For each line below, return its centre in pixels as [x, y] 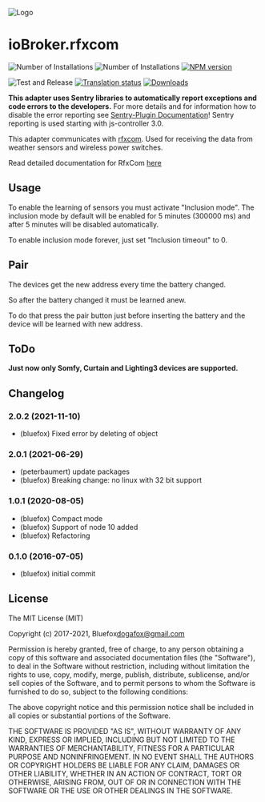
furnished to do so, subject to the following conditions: [98, 692]
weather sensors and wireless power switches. [86, 147]
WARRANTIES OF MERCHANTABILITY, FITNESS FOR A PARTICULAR [121, 748]
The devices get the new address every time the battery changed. [117, 284]
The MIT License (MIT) [46, 618]
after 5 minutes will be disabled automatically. [84, 224]
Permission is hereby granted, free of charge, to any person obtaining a [126, 649]
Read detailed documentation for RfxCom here [85, 162]
